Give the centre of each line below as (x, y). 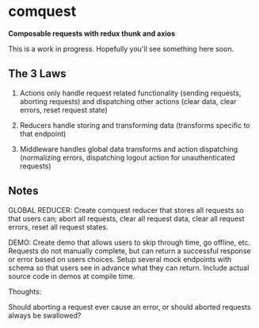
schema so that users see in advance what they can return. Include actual (129, 268)
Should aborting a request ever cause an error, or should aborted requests (129, 307)
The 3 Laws (37, 74)
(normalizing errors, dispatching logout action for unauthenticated (127, 157)
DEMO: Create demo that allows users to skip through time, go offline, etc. (129, 242)
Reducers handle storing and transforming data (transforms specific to (135, 125)
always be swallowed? (45, 315)
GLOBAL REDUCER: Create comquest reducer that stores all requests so (126, 210)
